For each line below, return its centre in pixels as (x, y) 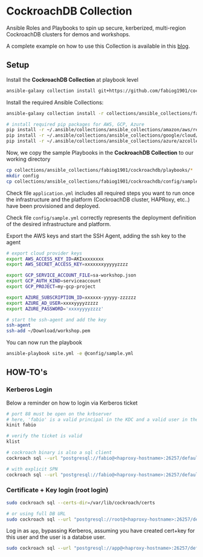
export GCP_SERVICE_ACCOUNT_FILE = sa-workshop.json (71, 275)
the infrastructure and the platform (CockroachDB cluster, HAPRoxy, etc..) (98, 199)
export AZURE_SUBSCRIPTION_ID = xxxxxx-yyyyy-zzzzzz (71, 298)
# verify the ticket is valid (44, 436)
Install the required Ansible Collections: (55, 102)
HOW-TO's (27, 372)
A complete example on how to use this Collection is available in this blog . (98, 46)
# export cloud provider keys (44, 253)
